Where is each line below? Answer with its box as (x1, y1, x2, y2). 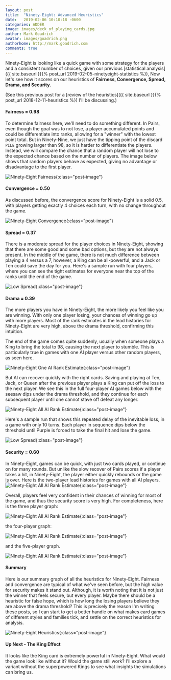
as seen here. (5, 355, 34, 361)
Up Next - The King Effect (5, 641, 61, 647)
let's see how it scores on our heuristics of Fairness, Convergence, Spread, (5, 76, 166, 82)
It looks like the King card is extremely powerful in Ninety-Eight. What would (5, 653, 165, 659)
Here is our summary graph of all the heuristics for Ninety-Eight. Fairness (5, 576, 159, 582)
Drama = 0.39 (5, 295, 35, 301)
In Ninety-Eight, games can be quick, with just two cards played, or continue (5, 460, 166, 467)
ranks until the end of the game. (5, 274, 72, 280)
